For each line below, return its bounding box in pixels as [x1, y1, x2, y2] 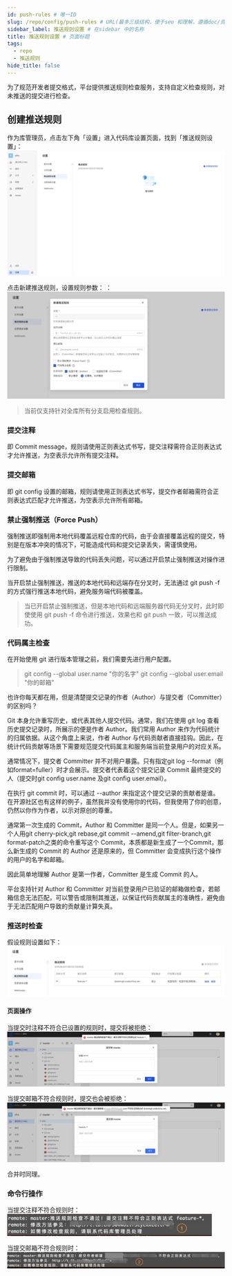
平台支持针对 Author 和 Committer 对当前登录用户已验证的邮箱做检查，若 [7, 885, 215, 893]
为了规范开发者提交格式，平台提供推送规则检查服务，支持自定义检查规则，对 [7, 83, 225, 91]
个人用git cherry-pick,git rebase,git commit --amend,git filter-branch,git [7, 829, 211, 838]
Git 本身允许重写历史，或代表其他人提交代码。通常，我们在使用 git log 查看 [7, 716, 220, 725]
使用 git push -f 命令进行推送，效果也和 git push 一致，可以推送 [30, 610, 211, 619]
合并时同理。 [7, 1170, 43, 1179]
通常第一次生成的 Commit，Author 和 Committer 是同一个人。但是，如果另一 [7, 821, 224, 829]
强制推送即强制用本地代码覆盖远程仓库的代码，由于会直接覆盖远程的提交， [7, 532, 219, 540]
